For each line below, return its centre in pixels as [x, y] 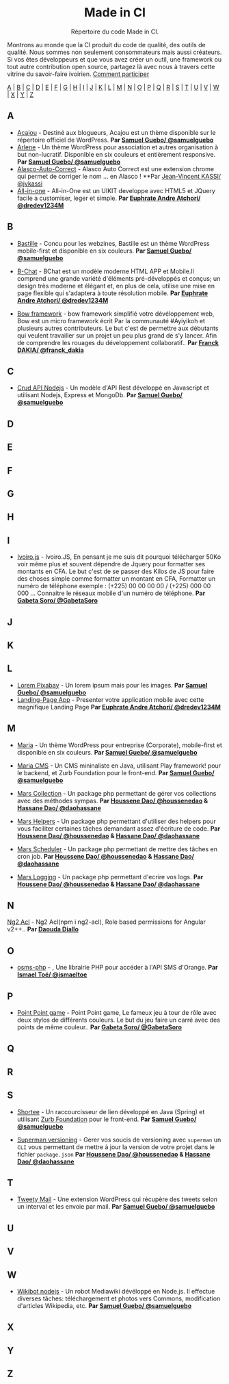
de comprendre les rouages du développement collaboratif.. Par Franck [118, 342]
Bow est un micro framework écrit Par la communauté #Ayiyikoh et [111, 320]
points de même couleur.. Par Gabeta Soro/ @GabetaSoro [99, 1027]
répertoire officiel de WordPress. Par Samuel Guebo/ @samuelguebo [115, 140]
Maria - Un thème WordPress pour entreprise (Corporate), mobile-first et [119, 745]
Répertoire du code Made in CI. [115, 32]
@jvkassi [30, 184]
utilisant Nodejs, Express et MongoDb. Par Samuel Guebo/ [100, 395]
